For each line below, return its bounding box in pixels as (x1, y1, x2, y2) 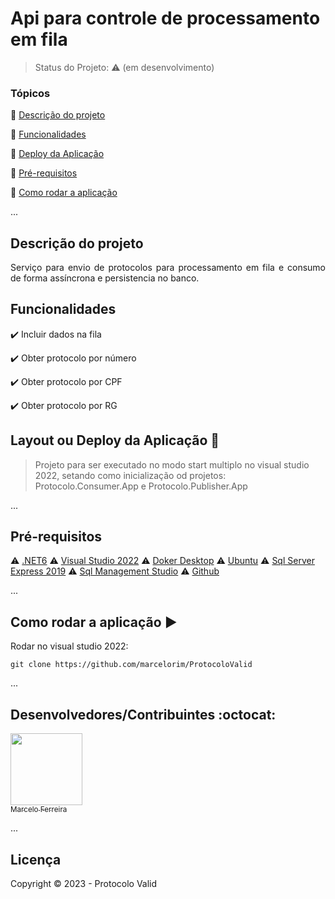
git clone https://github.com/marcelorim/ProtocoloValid (10, 660, 253, 670)
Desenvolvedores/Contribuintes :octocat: (10, 706, 277, 723)
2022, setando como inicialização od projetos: (34, 469, 227, 481)
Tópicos (10, 86, 51, 100)
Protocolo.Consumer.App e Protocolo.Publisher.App (34, 480, 248, 492)
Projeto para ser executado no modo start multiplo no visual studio (34, 458, 310, 471)
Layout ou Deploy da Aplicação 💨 (10, 432, 220, 449)
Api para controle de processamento (10, 7, 321, 30)
